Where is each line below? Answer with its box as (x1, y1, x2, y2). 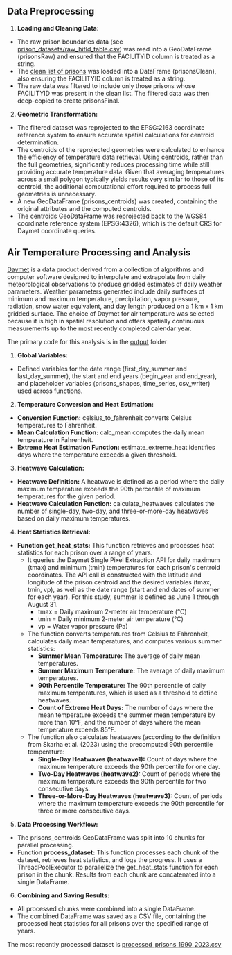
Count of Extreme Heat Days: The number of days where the (37, 703, 213, 711)
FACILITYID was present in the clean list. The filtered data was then (17, 89, 210, 97)
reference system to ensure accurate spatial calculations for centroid (17, 130, 215, 139)
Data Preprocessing (7, 6, 95, 17)
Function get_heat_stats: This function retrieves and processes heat (17, 541, 215, 549)
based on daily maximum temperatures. (17, 514, 131, 523)
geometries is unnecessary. (17, 189, 97, 198)
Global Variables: (17, 350, 68, 360)
